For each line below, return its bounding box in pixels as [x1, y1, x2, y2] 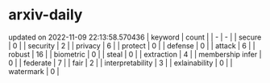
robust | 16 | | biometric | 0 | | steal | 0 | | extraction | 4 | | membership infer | [8, 49, 262, 59]
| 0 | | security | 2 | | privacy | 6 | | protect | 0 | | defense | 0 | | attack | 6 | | [8, 40, 255, 50]
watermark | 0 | [8, 66, 60, 76]
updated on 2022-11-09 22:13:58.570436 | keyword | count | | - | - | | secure [8, 32, 262, 42]
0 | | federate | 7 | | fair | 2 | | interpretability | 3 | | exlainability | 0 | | [8, 58, 233, 68]
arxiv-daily [8, 6, 83, 24]
